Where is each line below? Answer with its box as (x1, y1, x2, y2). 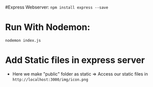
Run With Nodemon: (5, 22, 90, 33)
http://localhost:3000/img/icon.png (12, 77, 88, 82)
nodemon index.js (5, 38, 41, 43)
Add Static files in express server (5, 55, 145, 66)
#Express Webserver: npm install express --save (5, 4, 108, 10)
